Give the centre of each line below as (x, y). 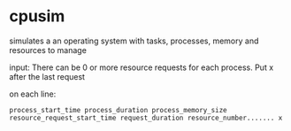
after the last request (47, 76)
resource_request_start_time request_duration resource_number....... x (146, 118)
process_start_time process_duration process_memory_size (118, 110)
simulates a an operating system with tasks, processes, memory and (134, 41)
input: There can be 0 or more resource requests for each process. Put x (142, 67)
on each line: (33, 94)
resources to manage (48, 50)
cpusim (37, 16)
